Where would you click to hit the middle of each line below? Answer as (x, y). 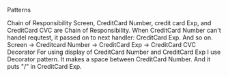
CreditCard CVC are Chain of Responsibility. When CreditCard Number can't (114, 30)
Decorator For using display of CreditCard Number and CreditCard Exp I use (114, 52)
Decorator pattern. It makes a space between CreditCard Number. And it (109, 59)
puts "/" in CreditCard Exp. (44, 66)
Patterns (19, 10)
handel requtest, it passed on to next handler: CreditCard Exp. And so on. (110, 37)
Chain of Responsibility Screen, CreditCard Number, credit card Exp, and (109, 23)
